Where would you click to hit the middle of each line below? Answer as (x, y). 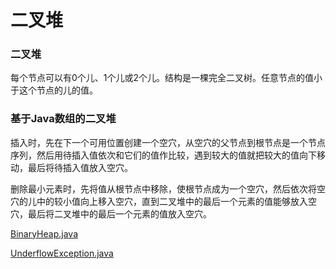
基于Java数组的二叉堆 (63, 119)
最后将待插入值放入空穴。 (80, 167)
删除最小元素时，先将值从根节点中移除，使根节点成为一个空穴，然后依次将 (163, 188)
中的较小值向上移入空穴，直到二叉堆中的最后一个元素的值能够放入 (172, 201)
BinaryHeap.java (44, 233)
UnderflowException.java (62, 253)
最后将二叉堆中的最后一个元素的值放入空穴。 (119, 213)
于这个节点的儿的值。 (54, 90)
